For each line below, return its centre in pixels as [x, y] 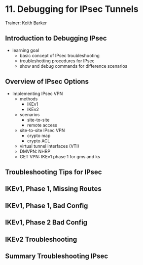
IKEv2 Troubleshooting [41, 239]
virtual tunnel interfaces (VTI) [50, 146]
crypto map [39, 135]
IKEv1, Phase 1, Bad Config [47, 205]
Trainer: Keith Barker [26, 23]
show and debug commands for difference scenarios [73, 66]
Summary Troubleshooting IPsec [57, 256]
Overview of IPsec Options [47, 82]
